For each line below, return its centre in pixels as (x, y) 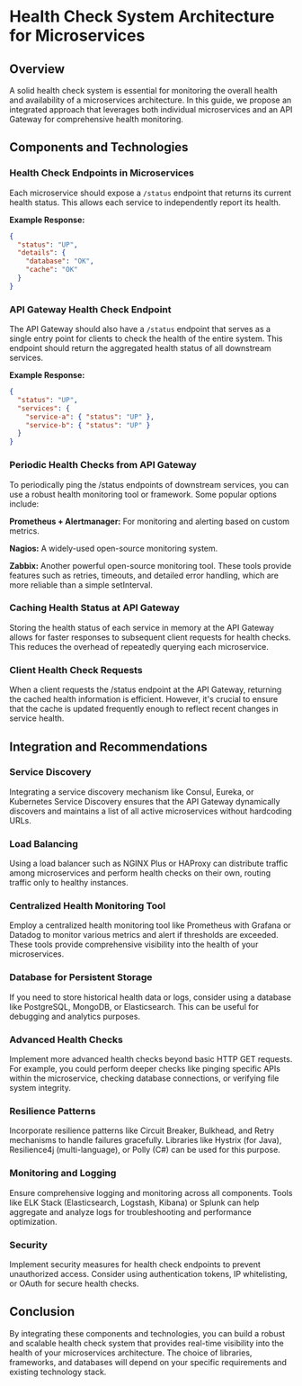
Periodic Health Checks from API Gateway (103, 465)
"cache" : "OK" (52, 270)
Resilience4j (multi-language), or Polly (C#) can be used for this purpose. (145, 1150)
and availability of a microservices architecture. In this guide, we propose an (151, 100)
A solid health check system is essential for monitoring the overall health (143, 90)
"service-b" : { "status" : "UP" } (88, 425)
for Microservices (77, 36)
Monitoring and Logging (63, 1174)
